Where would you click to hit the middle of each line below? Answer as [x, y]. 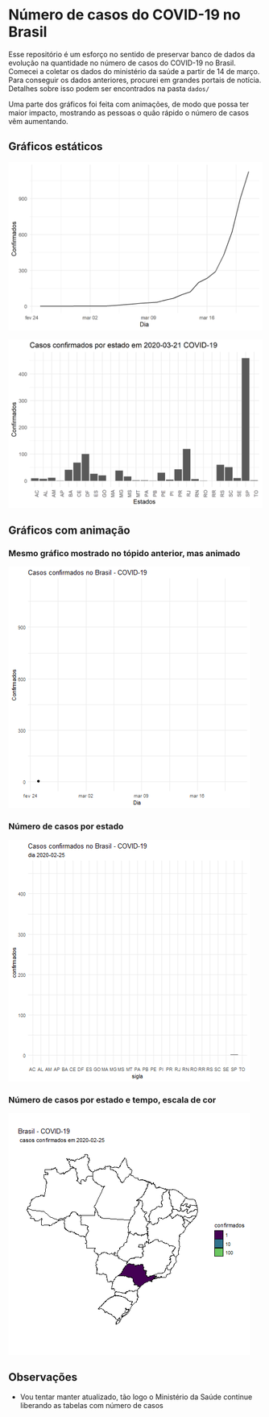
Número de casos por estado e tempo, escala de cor [112, 1099]
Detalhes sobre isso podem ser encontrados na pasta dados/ [109, 88]
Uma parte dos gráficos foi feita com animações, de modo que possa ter [129, 104]
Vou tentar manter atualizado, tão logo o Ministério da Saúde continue [136, 1397]
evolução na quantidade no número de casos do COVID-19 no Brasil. [122, 63]
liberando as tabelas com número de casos [91, 1405]
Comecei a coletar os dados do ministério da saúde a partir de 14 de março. [134, 71]
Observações [43, 1377]
